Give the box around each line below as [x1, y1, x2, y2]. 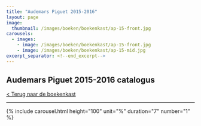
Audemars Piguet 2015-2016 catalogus [6, 75, 156, 85]
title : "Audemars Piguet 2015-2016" [6, 8, 98, 15]
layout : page [6, 14, 39, 20]
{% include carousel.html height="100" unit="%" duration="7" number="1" [6, 108, 190, 115]
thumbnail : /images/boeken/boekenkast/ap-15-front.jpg [11, 25, 151, 31]
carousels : [6, 31, 33, 37]
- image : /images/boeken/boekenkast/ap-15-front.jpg [17, 42, 151, 48]
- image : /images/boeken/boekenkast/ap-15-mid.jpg [17, 48, 146, 53]
